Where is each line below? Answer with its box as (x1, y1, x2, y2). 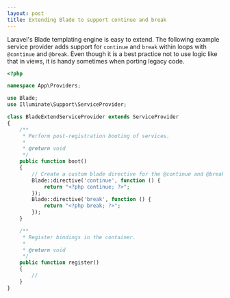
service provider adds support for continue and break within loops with (7, 42, 207, 51)
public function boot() (19, 158, 88, 165)
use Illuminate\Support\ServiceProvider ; (7, 101, 127, 108)
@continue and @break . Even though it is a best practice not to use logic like (7, 49, 218, 58)
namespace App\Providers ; (7, 83, 81, 90)
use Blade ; (7, 95, 38, 102)
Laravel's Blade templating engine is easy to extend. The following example (7, 35, 220, 43)
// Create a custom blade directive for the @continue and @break (31, 170, 225, 178)
